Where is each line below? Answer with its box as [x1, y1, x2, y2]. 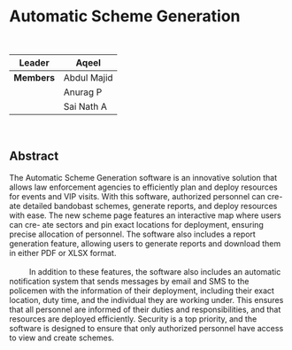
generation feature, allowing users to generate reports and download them [9, 237, 281, 249]
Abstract [9, 149, 59, 164]
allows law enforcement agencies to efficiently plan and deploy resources [9, 182, 278, 192]
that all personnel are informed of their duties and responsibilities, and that [9, 304, 281, 315]
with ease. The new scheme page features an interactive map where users [9, 210, 281, 221]
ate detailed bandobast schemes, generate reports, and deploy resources [9, 200, 278, 211]
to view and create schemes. [9, 332, 115, 343]
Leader [19, 56, 50, 68]
